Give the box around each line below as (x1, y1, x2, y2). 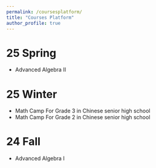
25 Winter (6, 87, 57, 101)
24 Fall (6, 135, 41, 149)
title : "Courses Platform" (6, 15, 74, 21)
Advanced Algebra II (15, 66, 67, 73)
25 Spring (6, 46, 56, 60)
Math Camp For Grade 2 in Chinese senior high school (15, 114, 151, 121)
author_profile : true (6, 20, 61, 26)
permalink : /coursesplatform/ (6, 8, 83, 15)
